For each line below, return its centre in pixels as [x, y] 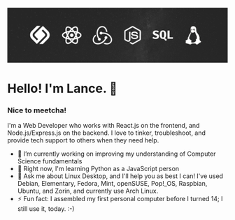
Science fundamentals [50, 161]
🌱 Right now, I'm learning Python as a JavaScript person [98, 169]
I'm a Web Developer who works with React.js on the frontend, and [104, 126]
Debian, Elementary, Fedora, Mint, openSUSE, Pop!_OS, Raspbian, [112, 184]
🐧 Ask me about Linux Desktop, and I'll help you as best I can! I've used [120, 176]
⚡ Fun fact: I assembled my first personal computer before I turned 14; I [120, 199]
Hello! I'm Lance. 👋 [62, 89]
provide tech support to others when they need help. [83, 140]
